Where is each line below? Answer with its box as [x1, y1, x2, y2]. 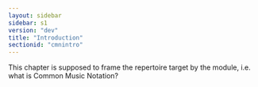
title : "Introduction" [8, 33, 83, 42]
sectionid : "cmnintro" [8, 41, 83, 49]
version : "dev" [8, 26, 59, 34]
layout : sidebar [8, 11, 62, 20]
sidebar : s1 [8, 19, 48, 27]
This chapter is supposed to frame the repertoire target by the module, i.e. [8, 62, 252, 72]
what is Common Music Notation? [8, 71, 119, 81]
